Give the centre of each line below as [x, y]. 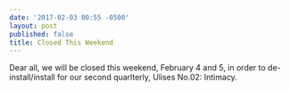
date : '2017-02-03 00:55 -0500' [69, 17]
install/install [32, 78]
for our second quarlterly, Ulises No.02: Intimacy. [147, 78]
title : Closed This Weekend [62, 42]
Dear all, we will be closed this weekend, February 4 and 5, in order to [137, 68]
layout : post [33, 26]
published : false [41, 34]
